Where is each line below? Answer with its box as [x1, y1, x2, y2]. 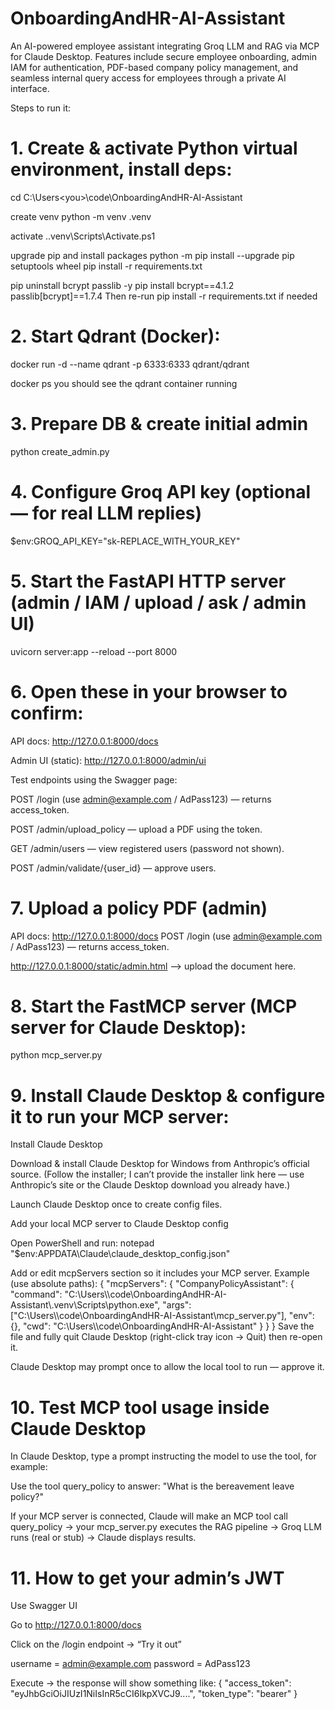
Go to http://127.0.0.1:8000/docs [10, 1619, 142, 1631]
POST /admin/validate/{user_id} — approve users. [10, 862, 217, 874]
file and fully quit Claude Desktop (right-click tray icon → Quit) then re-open [10, 1331, 323, 1343]
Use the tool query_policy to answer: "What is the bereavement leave [10, 1480, 295, 1492]
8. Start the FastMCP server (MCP [10, 995, 298, 1017]
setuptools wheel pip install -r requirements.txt [10, 260, 203, 272]
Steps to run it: [10, 102, 72, 114]
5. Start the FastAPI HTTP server [10, 570, 287, 592]
